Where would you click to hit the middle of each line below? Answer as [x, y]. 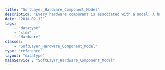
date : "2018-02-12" [25, 19]
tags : [11, 23]
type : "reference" [24, 51]
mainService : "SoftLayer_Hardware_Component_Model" [60, 60]
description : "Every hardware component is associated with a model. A [80, 14]
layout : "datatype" [25, 55]
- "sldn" [23, 33]
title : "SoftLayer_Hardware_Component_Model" [52, 10]
